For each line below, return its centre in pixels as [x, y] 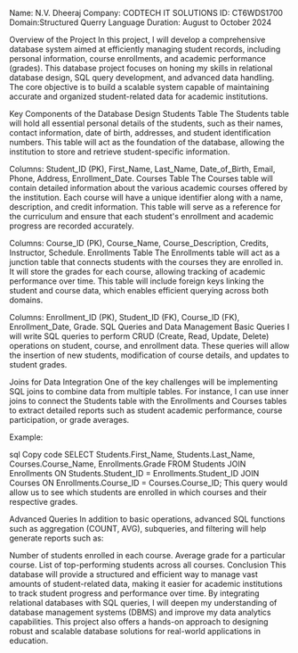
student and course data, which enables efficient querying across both [139, 290]
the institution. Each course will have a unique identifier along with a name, [146, 197]
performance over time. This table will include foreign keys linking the [137, 281]
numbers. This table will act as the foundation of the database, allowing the [147, 142]
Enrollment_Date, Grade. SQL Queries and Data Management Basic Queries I [149, 326]
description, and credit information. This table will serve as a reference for [145, 207]
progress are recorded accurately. [72, 226]
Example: [26, 437]
